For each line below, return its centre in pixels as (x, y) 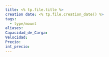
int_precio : (17, 47)
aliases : (14, 28)
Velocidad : (16, 38)
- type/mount (23, 24)
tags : (11, 19)
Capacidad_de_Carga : (27, 33)
